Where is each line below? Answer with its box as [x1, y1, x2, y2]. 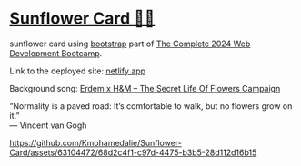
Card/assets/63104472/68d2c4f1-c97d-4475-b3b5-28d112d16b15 [9, 147, 257, 158]
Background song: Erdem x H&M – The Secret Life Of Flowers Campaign [9, 83, 281, 93]
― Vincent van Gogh [9, 120, 87, 131]
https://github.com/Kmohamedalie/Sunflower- [9, 137, 182, 148]
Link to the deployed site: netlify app [9, 65, 146, 76]
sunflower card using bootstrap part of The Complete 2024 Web [9, 38, 251, 49]
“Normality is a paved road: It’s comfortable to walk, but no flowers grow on [9, 100, 293, 112]
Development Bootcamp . [9, 47, 103, 58]
